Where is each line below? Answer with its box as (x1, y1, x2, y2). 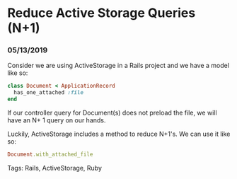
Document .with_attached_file (7, 151, 93, 158)
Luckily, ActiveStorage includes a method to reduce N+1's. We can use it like (7, 129, 231, 139)
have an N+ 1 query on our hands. (7, 116, 106, 125)
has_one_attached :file (13, 89, 83, 96)
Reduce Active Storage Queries (7, 5, 196, 21)
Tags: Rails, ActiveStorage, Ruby (7, 163, 103, 172)
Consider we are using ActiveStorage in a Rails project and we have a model (7, 62, 230, 70)
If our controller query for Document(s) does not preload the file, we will (7, 108, 217, 117)
